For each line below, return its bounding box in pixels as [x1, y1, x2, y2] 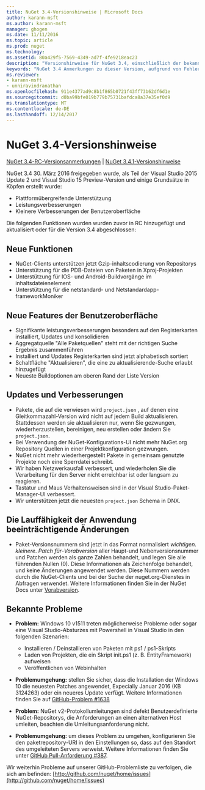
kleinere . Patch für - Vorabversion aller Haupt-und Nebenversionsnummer [15, 547, 199, 554]
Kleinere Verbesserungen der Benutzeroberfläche [15, 207, 141, 215]
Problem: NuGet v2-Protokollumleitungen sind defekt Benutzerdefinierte [15, 707, 198, 715]
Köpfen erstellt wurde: [6, 183, 62, 190]
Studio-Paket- [154, 484, 190, 491]
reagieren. [15, 477, 41, 485]
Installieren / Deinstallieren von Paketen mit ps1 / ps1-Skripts [24, 645, 176, 652]
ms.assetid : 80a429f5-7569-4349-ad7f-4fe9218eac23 [6, 54, 138, 61]
